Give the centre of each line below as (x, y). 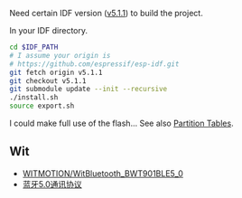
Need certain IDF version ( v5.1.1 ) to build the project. (106, 13)
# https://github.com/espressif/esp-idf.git (94, 64)
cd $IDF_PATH (34, 47)
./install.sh (34, 98)
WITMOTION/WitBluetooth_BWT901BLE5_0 (102, 173)
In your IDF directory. (49, 30)
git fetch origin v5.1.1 (56, 72)
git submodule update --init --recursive (88, 90)
